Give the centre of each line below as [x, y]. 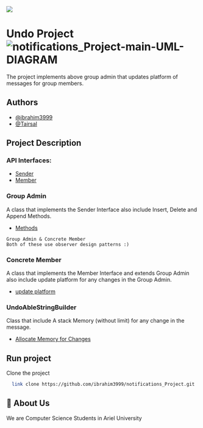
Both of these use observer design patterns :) [68, 244]
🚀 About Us [28, 403]
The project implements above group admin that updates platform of [92, 77]
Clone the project [28, 373]
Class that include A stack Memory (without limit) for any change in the [95, 321]
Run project [29, 358]
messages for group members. [45, 83]
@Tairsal [26, 124]
